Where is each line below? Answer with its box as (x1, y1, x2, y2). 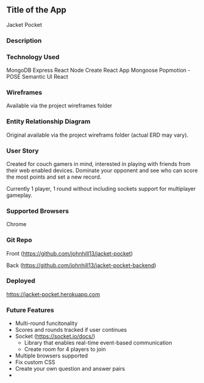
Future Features (6, 306, 55, 314)
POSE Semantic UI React (6, 73, 69, 81)
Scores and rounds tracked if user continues (15, 326, 127, 334)
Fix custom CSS (15, 359, 55, 366)
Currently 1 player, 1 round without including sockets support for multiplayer (6, 185, 196, 192)
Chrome (6, 221, 27, 228)
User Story (6, 146, 39, 155)
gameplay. (6, 191, 32, 199)
